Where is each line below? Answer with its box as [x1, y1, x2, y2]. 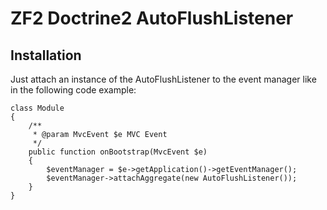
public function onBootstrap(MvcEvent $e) [28, 147, 208, 157]
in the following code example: [10, 84, 137, 96]
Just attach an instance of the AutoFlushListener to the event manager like [10, 73, 317, 85]
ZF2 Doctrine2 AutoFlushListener [10, 7, 294, 30]
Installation [10, 47, 82, 64]
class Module [10, 103, 65, 113]
